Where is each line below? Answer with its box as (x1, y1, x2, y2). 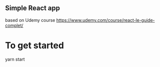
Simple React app (5, 4, 60, 12)
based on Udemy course (5, 17, 55, 23)
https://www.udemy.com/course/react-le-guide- (56, 17, 155, 23)
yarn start (5, 56, 25, 62)
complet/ (5, 22, 24, 28)
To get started (5, 40, 64, 51)
